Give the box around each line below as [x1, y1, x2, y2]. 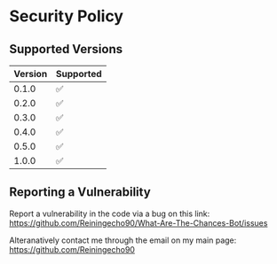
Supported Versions [9, 42, 123, 57]
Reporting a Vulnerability [9, 184, 151, 200]
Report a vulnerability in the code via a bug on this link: [9, 208, 210, 219]
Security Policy [9, 6, 124, 27]
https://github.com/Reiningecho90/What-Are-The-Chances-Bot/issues [9, 217, 268, 228]
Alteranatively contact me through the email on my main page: [9, 235, 237, 245]
